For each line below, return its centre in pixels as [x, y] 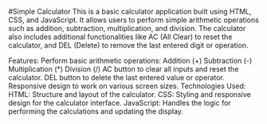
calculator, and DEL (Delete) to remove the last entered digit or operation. [128, 45]
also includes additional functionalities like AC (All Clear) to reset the [120, 37]
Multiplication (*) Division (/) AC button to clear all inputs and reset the [124, 69]
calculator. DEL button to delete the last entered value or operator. [116, 77]
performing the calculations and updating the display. [96, 111]
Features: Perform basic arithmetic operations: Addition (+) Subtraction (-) [130, 60]
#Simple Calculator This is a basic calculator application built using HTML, [130, 12]
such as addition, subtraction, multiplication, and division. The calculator [127, 28]
